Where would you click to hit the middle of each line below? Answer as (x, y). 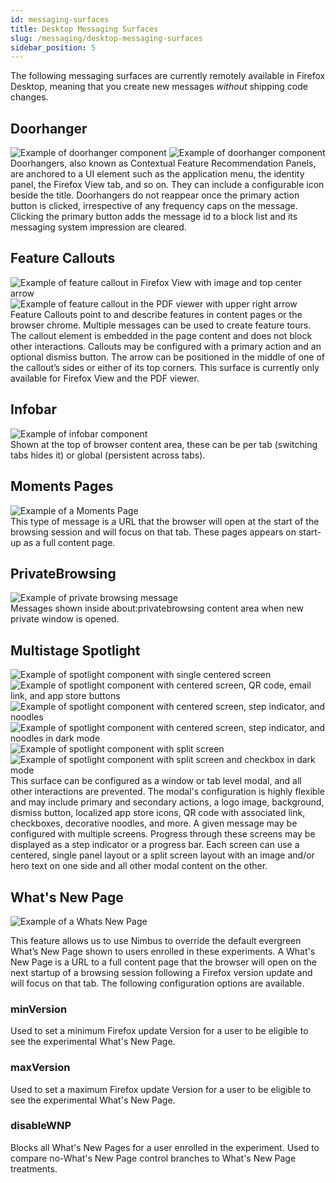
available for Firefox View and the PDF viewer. (105, 378)
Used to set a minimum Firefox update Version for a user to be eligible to (159, 1031)
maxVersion (40, 1068)
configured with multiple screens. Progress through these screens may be (163, 834)
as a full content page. (69, 542)
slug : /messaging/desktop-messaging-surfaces (106, 38)
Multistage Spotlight (75, 650)
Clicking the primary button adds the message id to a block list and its (154, 217)
